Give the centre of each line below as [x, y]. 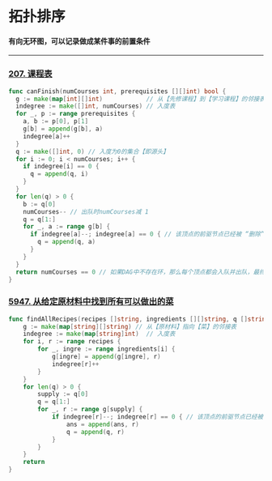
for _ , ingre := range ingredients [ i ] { [106, 349]
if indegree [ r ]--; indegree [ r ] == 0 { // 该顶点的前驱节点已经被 [157, 417]
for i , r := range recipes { [72, 342]
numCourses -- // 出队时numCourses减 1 [86, 211]
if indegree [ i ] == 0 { [61, 167]
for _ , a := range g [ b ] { [67, 227]
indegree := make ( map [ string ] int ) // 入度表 [99, 334]
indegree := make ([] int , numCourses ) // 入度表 [96, 106]
